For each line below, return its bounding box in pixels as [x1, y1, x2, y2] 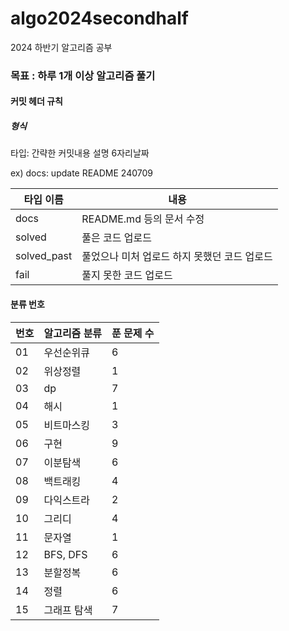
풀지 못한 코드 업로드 [81, 268, 173, 282]
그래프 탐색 [43, 603, 93, 617]
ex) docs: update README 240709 [10, 167, 154, 179]
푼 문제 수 [111, 326, 155, 340]
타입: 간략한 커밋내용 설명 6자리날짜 [10, 147, 150, 159]
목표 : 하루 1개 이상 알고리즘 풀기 [10, 68, 156, 82]
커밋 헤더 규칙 [10, 95, 63, 107]
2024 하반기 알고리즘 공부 [10, 41, 113, 53]
